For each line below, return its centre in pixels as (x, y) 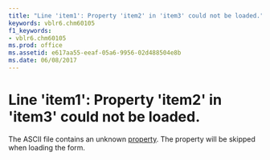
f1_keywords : (30, 30)
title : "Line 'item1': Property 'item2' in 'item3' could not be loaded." (136, 16)
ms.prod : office (35, 46)
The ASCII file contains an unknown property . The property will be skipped (132, 139)
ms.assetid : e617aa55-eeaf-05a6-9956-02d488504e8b (95, 53)
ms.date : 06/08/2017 (43, 61)
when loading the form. (47, 147)
